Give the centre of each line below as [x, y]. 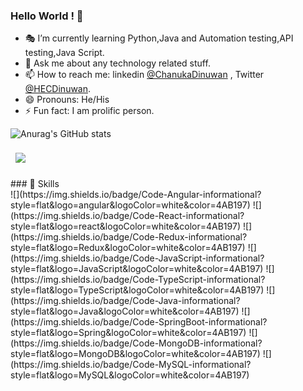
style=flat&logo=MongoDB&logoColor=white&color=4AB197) [135, 354]
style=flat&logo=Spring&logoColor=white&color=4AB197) [128, 333]
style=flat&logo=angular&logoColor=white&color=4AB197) [130, 205]
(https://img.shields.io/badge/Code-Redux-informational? [129, 237]
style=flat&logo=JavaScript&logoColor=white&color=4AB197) [137, 269]
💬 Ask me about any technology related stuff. [117, 63]
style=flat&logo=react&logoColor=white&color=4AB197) [126, 226]
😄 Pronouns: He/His [67, 100]
